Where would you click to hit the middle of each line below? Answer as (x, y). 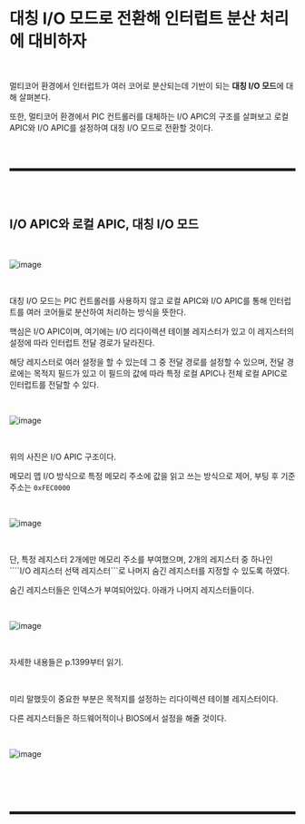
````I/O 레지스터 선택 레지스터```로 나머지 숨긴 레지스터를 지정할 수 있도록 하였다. (150, 570)
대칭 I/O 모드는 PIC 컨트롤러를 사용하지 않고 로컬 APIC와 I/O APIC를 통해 (138, 300)
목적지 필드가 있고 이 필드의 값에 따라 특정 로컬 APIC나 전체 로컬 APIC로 (160, 373)
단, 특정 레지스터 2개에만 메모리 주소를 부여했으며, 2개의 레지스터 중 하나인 (141, 559)
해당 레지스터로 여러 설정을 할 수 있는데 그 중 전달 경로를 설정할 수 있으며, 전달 (147, 362)
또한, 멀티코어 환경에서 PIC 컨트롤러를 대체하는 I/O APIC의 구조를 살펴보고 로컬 (149, 116)
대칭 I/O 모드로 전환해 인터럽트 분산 (133, 19)
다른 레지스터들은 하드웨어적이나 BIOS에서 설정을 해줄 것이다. (118, 718)
